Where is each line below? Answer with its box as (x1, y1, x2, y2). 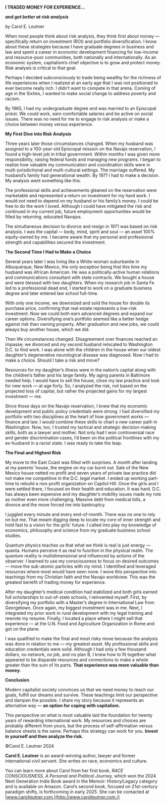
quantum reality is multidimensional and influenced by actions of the (5, 553, 145, 558)
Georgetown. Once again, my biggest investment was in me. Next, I (5, 605, 143, 611)
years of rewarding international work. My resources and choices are (5, 717, 146, 723)
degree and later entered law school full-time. (5, 290, 99, 296)
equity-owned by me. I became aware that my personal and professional (5, 234, 154, 240)
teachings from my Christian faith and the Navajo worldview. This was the (5, 574, 156, 580)
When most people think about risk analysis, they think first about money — (5, 33, 160, 39)
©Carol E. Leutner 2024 (5, 743, 55, 749)
